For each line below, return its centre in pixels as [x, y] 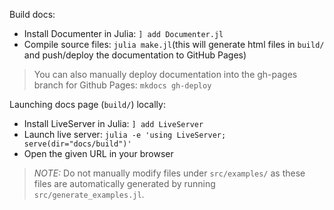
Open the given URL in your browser [98, 153]
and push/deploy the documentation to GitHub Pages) [135, 55]
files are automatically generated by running [124, 183]
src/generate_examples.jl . [89, 194]
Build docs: [32, 14]
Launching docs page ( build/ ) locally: [87, 104]
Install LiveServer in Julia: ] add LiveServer [113, 123]
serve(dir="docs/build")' [77, 144]
